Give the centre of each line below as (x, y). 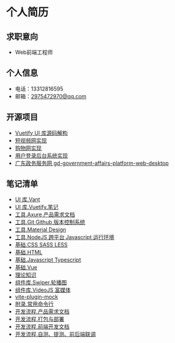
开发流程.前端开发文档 (42, 327)
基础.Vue (26, 268)
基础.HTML (29, 252)
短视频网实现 (31, 140)
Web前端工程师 (34, 52)
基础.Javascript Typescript (48, 260)
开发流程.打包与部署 (39, 319)
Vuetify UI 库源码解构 (41, 133)
